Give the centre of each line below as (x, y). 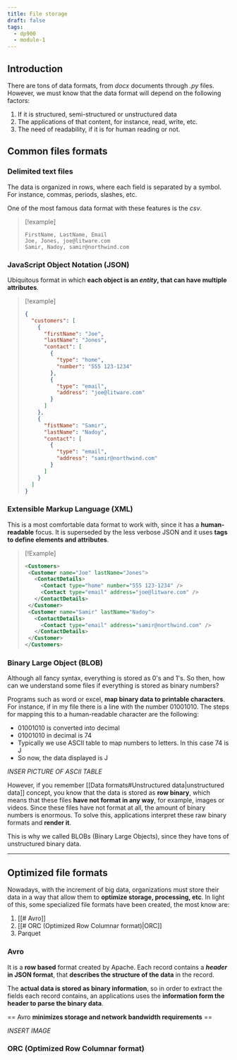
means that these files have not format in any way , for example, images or (116, 800)
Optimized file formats (57, 873)
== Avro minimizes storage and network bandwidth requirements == (110, 1017)
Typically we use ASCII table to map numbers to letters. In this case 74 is (123, 743)
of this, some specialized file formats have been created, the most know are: (119, 905)
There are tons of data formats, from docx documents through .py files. (111, 85)
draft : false (26, 20)
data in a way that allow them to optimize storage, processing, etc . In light (116, 897)
